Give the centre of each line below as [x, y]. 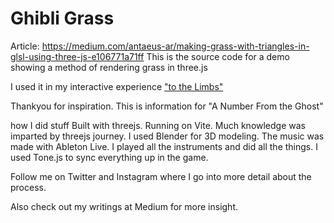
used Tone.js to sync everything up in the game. [109, 157]
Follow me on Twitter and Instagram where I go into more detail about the [161, 176]
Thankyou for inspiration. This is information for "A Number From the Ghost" [167, 106]
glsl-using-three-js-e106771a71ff [77, 56]
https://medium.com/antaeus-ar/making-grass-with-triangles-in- [175, 46]
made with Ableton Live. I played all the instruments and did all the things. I [164, 146]
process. [28, 187]
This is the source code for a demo [218, 56]
